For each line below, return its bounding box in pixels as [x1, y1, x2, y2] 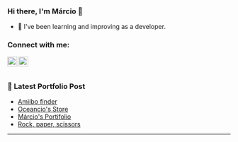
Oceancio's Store [17, 105, 69, 113]
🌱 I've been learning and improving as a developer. [17, 23, 166, 31]
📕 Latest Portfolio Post [7, 81, 86, 91]
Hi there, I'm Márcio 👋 [7, 6, 83, 16]
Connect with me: [7, 40, 70, 50]
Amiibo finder [17, 97, 58, 105]
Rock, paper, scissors [17, 119, 81, 128]
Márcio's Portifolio [17, 112, 72, 121]
